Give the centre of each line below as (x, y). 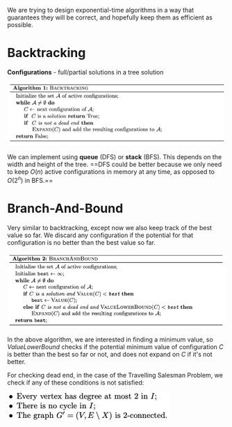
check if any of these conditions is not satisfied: (76, 382)
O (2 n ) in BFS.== (30, 180)
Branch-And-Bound (65, 208)
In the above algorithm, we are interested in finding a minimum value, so (110, 339)
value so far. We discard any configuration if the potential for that (100, 235)
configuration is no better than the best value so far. (82, 242)
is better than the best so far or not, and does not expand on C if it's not (110, 354)
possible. (20, 25)
